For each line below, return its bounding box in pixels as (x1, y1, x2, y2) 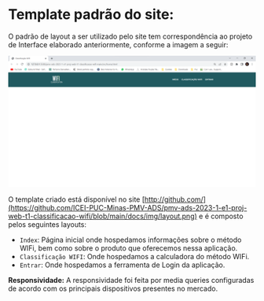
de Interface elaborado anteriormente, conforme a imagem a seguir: (8, 39, 229, 49)
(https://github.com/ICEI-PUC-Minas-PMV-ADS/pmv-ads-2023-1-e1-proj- (8, 203, 247, 213)
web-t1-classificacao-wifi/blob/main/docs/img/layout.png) (8, 211, 198, 221)
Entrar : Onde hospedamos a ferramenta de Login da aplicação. (19, 260, 225, 269)
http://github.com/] (144, 195, 207, 204)
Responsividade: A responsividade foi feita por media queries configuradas (8, 276, 255, 285)
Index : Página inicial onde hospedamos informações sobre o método (19, 235, 242, 245)
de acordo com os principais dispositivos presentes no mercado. (8, 284, 218, 293)
